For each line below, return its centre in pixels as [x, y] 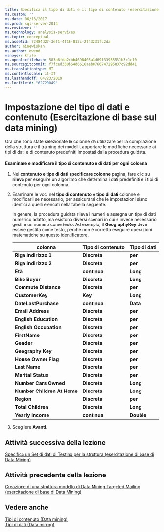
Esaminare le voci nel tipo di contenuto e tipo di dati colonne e [76, 194]
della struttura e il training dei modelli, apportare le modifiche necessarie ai [81, 147]
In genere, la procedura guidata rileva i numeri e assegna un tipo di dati [84, 214]
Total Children [32, 407]
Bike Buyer [27, 279]
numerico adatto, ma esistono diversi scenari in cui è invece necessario [84, 219]
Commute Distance [38, 287]
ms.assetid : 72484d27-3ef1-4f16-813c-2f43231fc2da [58, 42]
